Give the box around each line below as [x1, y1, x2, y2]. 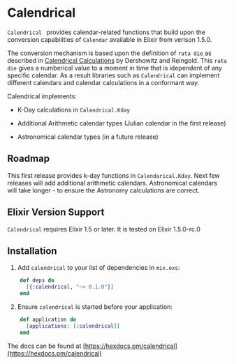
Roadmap [7, 153, 50, 165]
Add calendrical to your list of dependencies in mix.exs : [17, 264, 180, 272]
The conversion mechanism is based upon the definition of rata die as [7, 49, 212, 57]
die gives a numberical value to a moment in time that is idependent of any [7, 63, 222, 72]
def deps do [20, 277, 54, 284]
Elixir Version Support [7, 206, 105, 218]
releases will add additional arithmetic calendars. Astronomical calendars [7, 179, 218, 187]
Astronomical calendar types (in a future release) [17, 132, 159, 141]
